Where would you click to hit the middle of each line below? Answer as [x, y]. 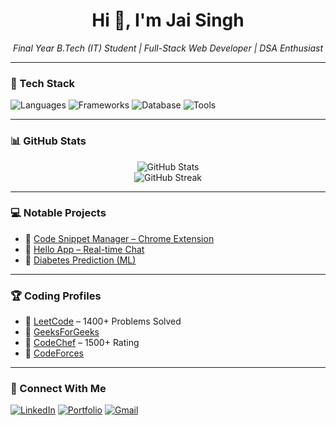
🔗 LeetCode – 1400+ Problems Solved [103, 321]
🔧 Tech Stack [43, 83]
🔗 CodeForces [54, 353]
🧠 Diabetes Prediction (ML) [80, 260]
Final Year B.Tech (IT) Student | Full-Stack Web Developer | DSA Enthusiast [168, 48]
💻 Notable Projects [58, 213]
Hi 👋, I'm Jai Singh [168, 20]
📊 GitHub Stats [48, 141]
